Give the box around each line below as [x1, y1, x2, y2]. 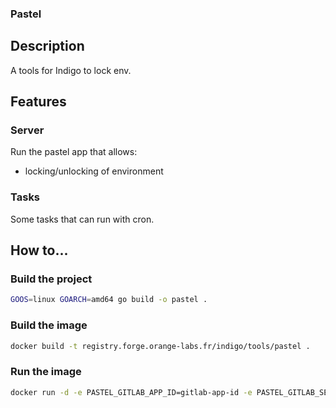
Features [10, 93, 67, 111]
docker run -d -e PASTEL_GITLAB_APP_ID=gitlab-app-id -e [10, 387, 253, 397]
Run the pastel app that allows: [10, 146, 138, 158]
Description [10, 38, 85, 55]
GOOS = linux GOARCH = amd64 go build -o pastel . [10, 295, 208, 305]
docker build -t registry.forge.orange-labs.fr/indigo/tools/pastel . [10, 341, 311, 351]
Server [10, 123, 45, 137]
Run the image [10, 365, 82, 379]
